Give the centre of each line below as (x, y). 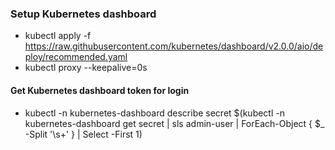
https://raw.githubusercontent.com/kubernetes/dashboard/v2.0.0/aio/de (174, 46)
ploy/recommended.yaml (76, 57)
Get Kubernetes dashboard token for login (100, 90)
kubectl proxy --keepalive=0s (86, 68)
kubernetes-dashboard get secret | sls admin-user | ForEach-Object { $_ (174, 123)
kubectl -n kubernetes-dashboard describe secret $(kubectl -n (154, 113)
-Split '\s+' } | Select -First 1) (83, 134)
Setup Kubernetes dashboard (83, 14)
